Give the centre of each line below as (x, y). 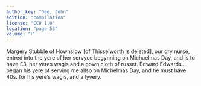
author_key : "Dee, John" (37, 12)
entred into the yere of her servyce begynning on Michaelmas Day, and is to (101, 58)
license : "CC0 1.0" (31, 23)
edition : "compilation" (36, 17)
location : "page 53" (32, 29)
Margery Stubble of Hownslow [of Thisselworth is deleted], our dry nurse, (98, 51)
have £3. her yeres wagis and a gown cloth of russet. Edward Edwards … (97, 64)
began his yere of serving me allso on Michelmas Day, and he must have (96, 70)
